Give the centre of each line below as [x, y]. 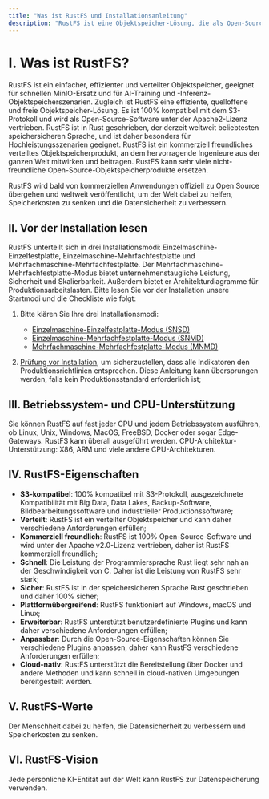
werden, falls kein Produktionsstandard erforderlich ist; [110, 379]
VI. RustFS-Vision [53, 760]
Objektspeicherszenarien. [51, 102]
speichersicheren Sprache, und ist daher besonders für [100, 136]
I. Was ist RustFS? [69, 63]
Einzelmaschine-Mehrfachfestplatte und [129, 256]
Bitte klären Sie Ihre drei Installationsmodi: [89, 314]
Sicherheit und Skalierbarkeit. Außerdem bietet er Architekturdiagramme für [133, 282]
